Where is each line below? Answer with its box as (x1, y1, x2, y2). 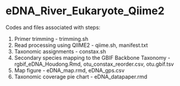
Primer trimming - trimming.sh (14, 35, 89, 42)
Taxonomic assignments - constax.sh (14, 47, 107, 55)
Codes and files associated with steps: (5, 24, 101, 31)
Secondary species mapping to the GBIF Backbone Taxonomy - (14, 54, 170, 61)
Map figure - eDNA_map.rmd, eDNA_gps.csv (14, 66, 125, 74)
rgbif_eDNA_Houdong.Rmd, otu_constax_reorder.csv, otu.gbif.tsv (14, 60, 174, 68)
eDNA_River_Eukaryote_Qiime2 (5, 4, 165, 18)
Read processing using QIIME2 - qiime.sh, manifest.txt (14, 42, 148, 49)
